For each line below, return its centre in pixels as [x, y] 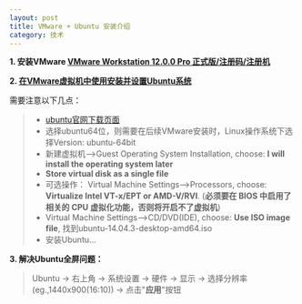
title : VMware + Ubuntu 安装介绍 [70, 26]
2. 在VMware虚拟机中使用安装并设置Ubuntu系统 [101, 81]
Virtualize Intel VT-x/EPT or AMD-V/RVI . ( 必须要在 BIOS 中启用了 [168, 196]
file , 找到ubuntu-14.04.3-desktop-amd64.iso [129, 228]
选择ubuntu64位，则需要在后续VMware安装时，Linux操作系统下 [165, 131]
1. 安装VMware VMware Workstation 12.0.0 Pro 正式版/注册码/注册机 [140, 62]
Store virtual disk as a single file [107, 174]
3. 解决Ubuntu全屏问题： [56, 259]
